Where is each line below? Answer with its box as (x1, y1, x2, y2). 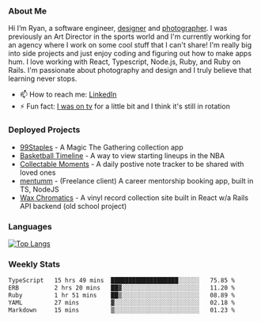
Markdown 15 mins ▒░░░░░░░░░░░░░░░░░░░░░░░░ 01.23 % (8, 306, 236, 314)
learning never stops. (8, 74, 78, 84)
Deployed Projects (8, 124, 81, 135)
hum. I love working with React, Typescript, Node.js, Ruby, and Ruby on (8, 57, 241, 66)
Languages (8, 221, 53, 232)
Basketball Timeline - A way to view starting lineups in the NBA (19, 150, 225, 160)
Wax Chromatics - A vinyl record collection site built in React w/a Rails (19, 192, 249, 203)
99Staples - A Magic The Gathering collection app (19, 142, 183, 152)
